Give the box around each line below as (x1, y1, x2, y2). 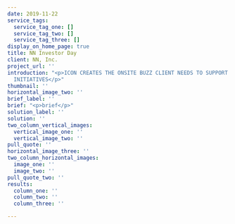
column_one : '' (13, 187, 58, 194)
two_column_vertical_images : (7, 121, 93, 129)
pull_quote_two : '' (7, 174, 65, 181)
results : (7, 180, 33, 187)
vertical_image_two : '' (13, 135, 83, 142)
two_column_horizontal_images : (7, 154, 99, 162)
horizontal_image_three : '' (7, 148, 90, 155)
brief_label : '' (7, 96, 55, 103)
